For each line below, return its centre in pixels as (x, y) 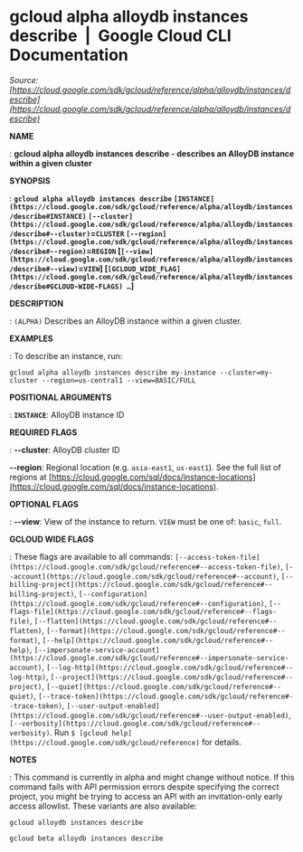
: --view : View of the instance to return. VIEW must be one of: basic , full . (146, 521)
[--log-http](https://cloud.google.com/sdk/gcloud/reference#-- (170, 667)
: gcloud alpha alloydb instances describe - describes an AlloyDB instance (152, 153)
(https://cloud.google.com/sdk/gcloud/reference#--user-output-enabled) (149, 715)
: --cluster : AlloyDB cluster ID (65, 450)
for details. (222, 742)
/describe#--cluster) (50, 234)
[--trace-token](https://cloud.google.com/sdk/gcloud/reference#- (166, 696)
